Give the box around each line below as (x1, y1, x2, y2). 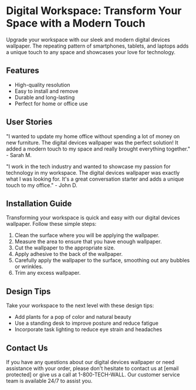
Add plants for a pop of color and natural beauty (14, 314, 131, 321)
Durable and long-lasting (14, 94, 75, 101)
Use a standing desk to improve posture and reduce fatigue (14, 319, 158, 327)
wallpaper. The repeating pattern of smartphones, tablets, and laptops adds (6, 42, 189, 49)
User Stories (6, 117, 53, 127)
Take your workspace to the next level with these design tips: (6, 302, 154, 309)
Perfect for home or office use (14, 100, 88, 107)
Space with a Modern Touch (6, 16, 146, 30)
